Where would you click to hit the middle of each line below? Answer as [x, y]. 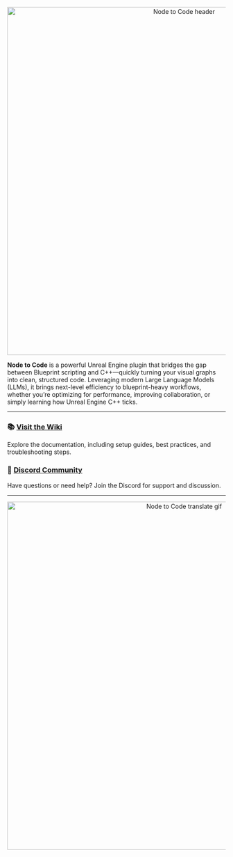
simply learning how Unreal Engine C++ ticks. [72, 402]
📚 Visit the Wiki [35, 427]
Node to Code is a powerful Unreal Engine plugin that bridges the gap [107, 365]
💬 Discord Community [45, 470]
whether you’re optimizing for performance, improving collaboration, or [109, 394]
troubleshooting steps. [39, 452]
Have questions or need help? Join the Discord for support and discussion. [114, 485]
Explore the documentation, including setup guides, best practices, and [109, 445]
